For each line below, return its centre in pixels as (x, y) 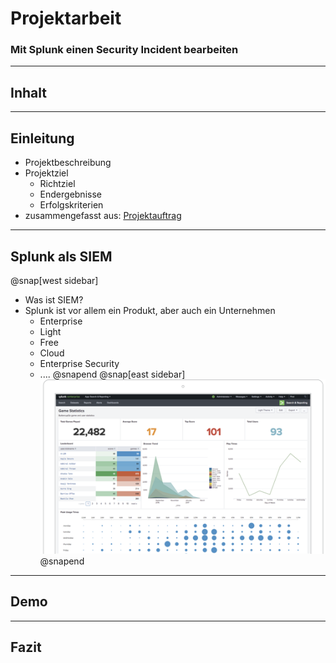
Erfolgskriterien (71, 205)
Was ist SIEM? (54, 299)
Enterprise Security (79, 363)
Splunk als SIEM (61, 256)
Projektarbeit (66, 18)
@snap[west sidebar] (54, 280)
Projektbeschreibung (68, 163)
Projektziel (46, 173)
